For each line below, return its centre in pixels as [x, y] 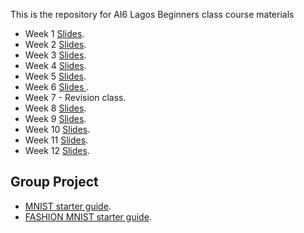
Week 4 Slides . [55, 65]
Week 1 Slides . [54, 33]
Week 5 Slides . [55, 76]
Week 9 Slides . [55, 118]
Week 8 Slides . [55, 108]
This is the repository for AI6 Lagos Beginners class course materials [152, 14]
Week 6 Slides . [57, 87]
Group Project [54, 182]
